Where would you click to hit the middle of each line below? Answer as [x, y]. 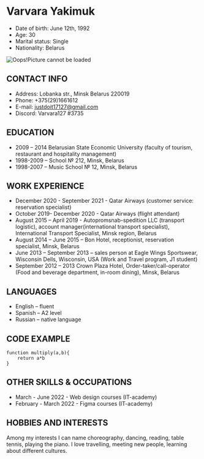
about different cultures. [37, 450]
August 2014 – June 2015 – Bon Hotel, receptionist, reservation [95, 240]
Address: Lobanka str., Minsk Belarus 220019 [72, 94]
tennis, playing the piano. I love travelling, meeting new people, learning [97, 444]
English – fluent [35, 306]
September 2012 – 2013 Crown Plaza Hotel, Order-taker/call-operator [103, 266]
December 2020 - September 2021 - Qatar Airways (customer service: [104, 201]
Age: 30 [25, 34]
